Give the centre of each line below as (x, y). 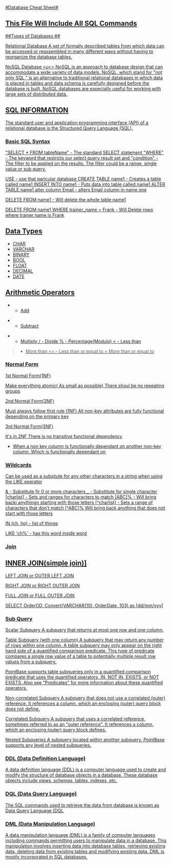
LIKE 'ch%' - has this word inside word (46, 533)
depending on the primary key (37, 416)
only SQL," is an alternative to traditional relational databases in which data (84, 78)
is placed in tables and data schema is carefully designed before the (77, 83)
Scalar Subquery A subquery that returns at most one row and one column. (84, 630)
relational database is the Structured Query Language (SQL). (69, 128)
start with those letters (29, 514)
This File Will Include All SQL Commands (71, 23)
